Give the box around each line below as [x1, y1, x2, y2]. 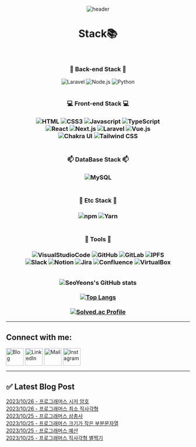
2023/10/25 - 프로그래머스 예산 [6, 427, 79, 434]
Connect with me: [6, 332, 72, 342]
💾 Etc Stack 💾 [79, 196, 117, 204]
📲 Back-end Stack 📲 [69, 65, 127, 73]
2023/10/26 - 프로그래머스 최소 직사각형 [6, 405, 99, 412]
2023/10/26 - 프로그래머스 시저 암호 [6, 398, 89, 405]
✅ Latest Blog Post [6, 381, 75, 391]
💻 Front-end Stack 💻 [66, 99, 129, 108]
